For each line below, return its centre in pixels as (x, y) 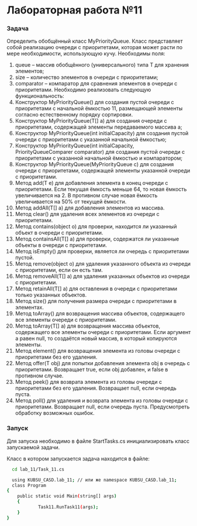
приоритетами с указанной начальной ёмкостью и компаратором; (99, 158)
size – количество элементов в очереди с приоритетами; (87, 77)
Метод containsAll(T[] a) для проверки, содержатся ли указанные (97, 239)
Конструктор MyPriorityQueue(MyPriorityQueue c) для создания (94, 164)
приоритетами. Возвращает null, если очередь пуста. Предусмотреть (102, 407)
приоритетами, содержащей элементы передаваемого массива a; (99, 127)
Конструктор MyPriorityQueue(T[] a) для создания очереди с (91, 121)
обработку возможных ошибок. (55, 413)
